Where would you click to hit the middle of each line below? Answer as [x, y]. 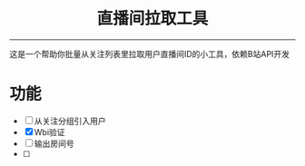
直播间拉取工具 [152, 19]
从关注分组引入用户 [70, 121]
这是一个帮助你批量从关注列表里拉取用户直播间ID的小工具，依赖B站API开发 [150, 54]
